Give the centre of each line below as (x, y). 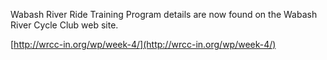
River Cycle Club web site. (64, 25)
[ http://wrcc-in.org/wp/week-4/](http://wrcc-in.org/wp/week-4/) (143, 44)
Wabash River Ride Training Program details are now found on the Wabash (164, 14)
